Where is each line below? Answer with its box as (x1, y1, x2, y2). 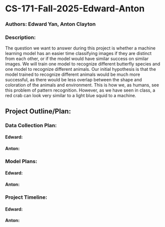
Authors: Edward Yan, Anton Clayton (5, 21, 96, 28)
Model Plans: (5, 158, 37, 165)
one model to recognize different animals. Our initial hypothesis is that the (5, 66, 157, 72)
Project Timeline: (5, 194, 47, 201)
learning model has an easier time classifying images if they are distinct (5, 51, 152, 57)
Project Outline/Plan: (5, 107, 71, 115)
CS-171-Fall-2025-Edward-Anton (5, 3, 145, 14)
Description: (5, 34, 36, 41)
